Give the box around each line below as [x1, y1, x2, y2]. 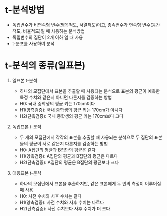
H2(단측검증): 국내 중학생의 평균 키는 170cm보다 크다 [19, 113, 124, 119]
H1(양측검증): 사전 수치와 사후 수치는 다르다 [19, 199, 104, 205]
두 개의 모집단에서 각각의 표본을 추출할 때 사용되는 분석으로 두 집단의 [19, 134, 153, 140]
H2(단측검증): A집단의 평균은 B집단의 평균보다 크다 [19, 159, 119, 165]
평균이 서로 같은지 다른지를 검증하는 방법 [29, 140, 108, 146]
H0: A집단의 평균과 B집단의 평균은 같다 [19, 147, 96, 153]
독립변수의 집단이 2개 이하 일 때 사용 [12, 34, 83, 40]
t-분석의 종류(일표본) [5, 60, 86, 71]
